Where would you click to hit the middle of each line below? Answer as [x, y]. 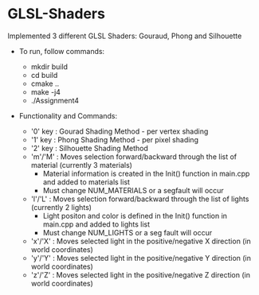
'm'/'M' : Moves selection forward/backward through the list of [134, 157]
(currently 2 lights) [61, 207]
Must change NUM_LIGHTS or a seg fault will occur [128, 232]
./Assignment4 [55, 100]
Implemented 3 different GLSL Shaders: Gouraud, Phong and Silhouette [125, 36]
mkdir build [49, 66]
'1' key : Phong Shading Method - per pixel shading [114, 139]
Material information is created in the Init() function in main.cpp [146, 173]
